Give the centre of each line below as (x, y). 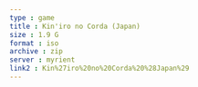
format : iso (34, 43)
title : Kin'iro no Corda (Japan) (75, 26)
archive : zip (36, 52)
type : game (32, 18)
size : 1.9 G (34, 34)
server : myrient (42, 60)
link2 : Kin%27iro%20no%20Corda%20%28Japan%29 (99, 69)
